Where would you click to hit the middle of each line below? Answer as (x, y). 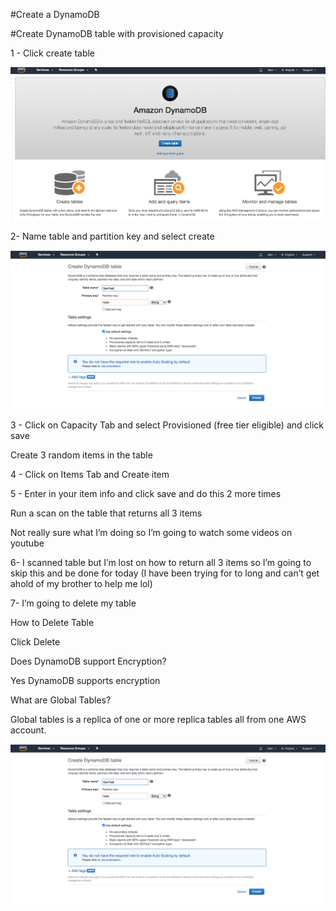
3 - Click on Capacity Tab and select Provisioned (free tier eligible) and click (167, 425)
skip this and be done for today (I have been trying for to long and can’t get (165, 573)
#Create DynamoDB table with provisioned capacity (117, 33)
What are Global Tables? (61, 700)
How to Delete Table (52, 622)
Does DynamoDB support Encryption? (88, 661)
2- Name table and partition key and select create (112, 236)
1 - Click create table (53, 53)
